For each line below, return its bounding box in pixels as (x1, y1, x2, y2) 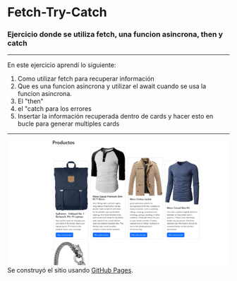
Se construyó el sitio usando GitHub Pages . (7, 266, 134, 275)
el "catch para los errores (17, 104, 92, 113)
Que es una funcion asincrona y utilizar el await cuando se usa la (17, 82, 207, 90)
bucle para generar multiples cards (17, 119, 120, 128)
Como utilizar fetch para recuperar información (17, 75, 155, 83)
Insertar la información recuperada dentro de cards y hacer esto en (17, 112, 214, 121)
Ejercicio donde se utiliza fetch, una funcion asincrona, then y (7, 30, 224, 40)
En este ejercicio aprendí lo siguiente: (7, 61, 116, 69)
